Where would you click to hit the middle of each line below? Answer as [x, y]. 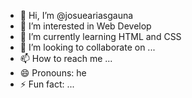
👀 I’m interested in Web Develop [85, 26]
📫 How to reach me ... [66, 58]
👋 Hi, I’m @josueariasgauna [76, 15]
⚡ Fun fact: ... [47, 84]
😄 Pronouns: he [53, 73]
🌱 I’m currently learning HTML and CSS [100, 36]
